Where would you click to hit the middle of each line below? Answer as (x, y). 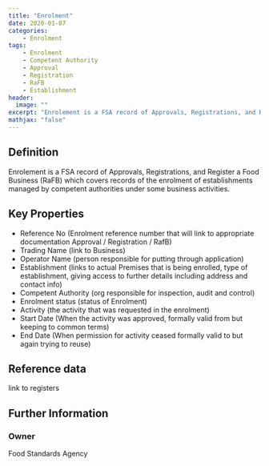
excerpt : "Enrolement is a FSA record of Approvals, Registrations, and (132, 113)
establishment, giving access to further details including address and (134, 275)
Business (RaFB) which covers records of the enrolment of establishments (131, 180)
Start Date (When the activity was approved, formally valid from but (131, 318)
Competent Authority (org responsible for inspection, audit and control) (137, 292)
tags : (17, 46)
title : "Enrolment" (41, 16)
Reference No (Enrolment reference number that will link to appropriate (137, 233)
